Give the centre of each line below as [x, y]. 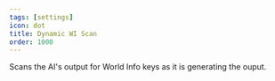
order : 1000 [31, 42]
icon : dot [28, 26]
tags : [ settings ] [41, 17]
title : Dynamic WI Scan [53, 33]
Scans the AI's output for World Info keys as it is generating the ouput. [138, 67]
